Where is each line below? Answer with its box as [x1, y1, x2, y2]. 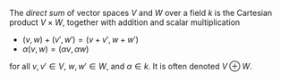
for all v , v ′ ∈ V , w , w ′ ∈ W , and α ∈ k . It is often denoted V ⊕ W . [9, 61, 252, 71]
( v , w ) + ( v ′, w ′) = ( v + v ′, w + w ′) [21, 35, 139, 45]
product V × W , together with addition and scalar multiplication [9, 17, 241, 28]
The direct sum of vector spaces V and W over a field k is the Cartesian [9, 8, 273, 18]
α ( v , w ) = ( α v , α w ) [21, 44, 89, 54]
